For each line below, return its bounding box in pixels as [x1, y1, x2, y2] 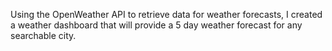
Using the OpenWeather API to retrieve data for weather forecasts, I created [10, 9, 323, 20]
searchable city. [10, 30, 77, 41]
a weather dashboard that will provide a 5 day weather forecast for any [10, 19, 303, 31]
